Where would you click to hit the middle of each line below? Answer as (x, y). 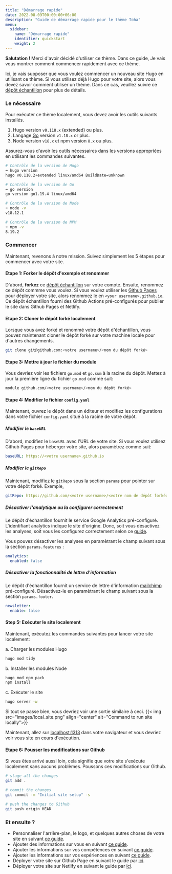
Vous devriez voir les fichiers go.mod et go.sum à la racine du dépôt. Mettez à (85, 373)
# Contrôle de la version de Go (40, 185)
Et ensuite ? (20, 822)
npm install (18, 682)
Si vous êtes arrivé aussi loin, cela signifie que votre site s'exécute (75, 761)
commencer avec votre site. (35, 261)
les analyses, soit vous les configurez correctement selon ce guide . (76, 531)
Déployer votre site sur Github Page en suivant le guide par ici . (79, 860)
